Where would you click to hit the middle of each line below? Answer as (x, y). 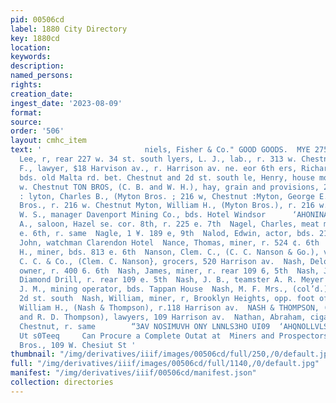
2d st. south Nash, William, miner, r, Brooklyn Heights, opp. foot (167, 299)
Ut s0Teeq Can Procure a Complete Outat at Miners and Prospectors (174, 336)
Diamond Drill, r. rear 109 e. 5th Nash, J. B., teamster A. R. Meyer (172, 280)
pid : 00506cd (37, 19)
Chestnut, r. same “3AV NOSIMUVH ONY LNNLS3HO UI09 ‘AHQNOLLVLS (174, 326)
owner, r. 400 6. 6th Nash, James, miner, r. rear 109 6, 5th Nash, (169, 271)
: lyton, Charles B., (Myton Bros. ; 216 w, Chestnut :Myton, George (167, 196)
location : (31, 47)
